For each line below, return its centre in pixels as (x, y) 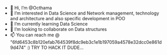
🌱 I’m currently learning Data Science (49, 24)
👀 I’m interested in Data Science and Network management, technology (85, 13)
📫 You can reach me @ (35, 35)
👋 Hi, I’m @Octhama (31, 8)
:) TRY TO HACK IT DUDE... (55, 47)
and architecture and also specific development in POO (68, 18)
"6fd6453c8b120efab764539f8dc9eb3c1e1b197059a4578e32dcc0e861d (86, 42)
